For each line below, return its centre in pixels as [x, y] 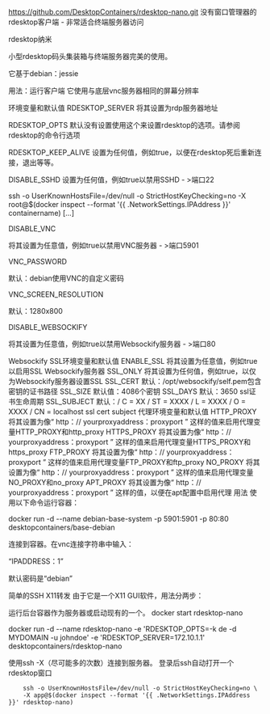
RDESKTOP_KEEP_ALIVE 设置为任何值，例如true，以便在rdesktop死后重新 [132, 152]
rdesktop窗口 [30, 673]
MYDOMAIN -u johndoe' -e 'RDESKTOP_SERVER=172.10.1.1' [107, 638]
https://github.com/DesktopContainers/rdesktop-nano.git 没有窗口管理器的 [133, 12]
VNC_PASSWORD [37, 262]
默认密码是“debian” [40, 578]
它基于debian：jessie [44, 74]
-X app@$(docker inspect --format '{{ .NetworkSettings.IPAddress [137, 695]
